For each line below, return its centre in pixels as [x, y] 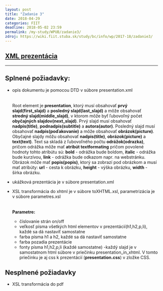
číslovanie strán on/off [42, 221]
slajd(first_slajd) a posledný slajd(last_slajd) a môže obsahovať [77, 111]
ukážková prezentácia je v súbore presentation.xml [63, 182]
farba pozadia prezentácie [46, 242]
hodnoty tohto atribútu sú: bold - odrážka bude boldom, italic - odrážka [84, 152]
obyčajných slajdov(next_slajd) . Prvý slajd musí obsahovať [72, 121]
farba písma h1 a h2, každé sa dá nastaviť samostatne [73, 237]
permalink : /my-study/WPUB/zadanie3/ [43, 32]
